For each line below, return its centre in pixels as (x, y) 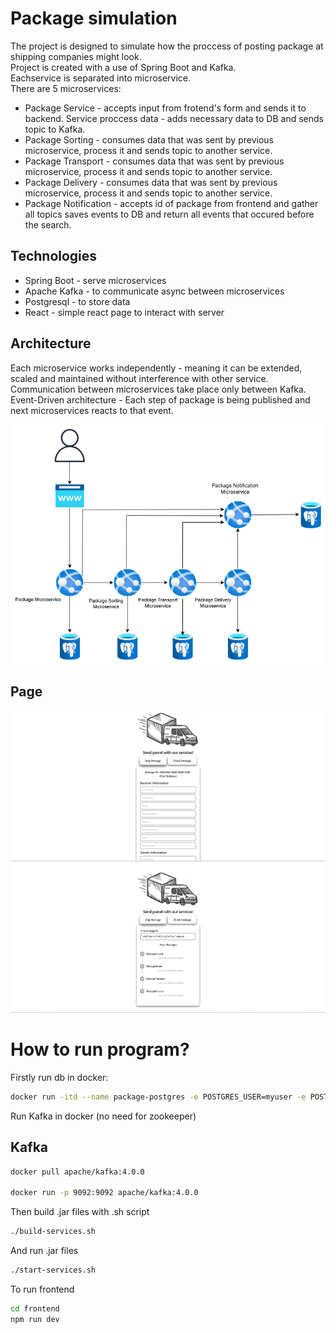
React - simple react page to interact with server (124, 312)
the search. (48, 224)
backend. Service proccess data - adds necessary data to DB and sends (174, 118)
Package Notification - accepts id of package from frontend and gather (171, 203)
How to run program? (100, 1049)
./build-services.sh (53, 1232)
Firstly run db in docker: (59, 1077)
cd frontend (35, 1309)
